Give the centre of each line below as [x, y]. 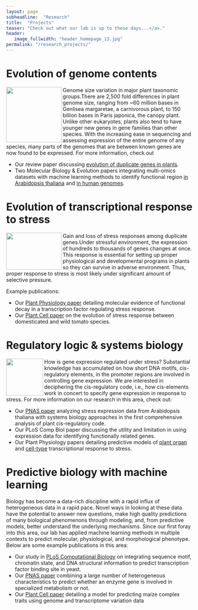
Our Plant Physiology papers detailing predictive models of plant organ [101, 442]
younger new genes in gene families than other [120, 128]
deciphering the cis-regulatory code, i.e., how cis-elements [116, 387]
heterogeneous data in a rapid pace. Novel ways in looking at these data [94, 507]
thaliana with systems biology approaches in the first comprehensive [98, 417]
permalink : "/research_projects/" [49, 45]
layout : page [22, 12]
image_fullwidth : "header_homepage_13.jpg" [68, 39]
